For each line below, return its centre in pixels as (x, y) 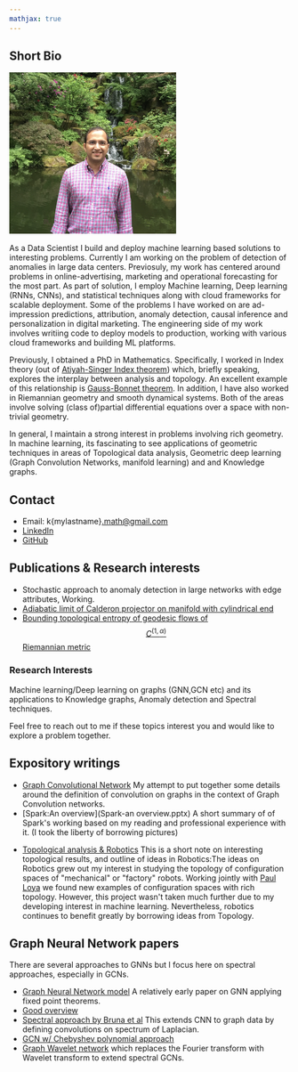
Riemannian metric (56, 647)
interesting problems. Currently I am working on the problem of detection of (148, 257)
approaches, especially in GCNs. (69, 974)
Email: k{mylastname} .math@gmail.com (95, 521)
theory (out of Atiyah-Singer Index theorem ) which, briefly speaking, (135, 370)
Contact (32, 500)
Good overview (50, 1011)
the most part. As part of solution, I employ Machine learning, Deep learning (148, 286)
